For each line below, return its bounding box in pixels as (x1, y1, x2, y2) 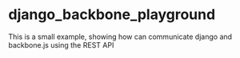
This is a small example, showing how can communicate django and (8, 32, 233, 41)
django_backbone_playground (8, 6, 216, 24)
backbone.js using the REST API (8, 40, 114, 49)
